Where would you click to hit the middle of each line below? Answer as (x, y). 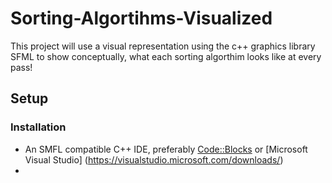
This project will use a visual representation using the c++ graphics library (163, 46)
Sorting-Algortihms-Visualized (141, 18)
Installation (38, 127)
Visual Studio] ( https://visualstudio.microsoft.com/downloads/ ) (154, 159)
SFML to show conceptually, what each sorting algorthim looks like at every (166, 56)
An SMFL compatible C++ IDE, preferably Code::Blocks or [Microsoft (166, 149)
